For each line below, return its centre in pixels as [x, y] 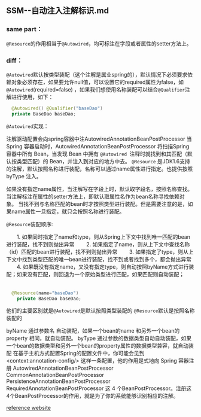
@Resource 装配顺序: [30, 224]
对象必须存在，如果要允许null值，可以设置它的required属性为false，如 [98, 82]
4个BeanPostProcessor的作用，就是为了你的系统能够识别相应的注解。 [92, 396]
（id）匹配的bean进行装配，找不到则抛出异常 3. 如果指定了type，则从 [97, 252]
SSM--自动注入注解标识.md [58, 11]
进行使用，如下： [32, 97]
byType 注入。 [24, 176]
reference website [29, 408]
